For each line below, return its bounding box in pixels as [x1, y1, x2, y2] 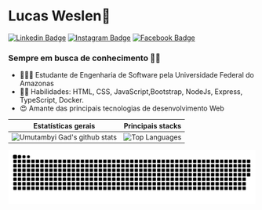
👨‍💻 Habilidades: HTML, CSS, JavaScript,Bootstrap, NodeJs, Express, [19, 87, 243, 96]
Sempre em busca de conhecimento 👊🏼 [8, 52, 161, 63]
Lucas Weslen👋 [8, 7, 111, 25]
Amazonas [19, 78, 55, 89]
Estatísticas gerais [33, 121, 96, 130]
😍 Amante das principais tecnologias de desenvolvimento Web [19, 103, 225, 113]
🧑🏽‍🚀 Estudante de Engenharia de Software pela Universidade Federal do [19, 71, 255, 80]
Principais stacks [123, 121, 182, 130]
